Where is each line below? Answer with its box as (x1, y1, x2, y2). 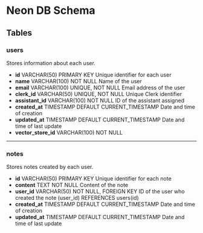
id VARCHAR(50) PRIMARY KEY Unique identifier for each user (14, 71, 172, 78)
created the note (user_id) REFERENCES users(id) (14, 194, 139, 202)
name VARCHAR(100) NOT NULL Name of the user (14, 77, 142, 85)
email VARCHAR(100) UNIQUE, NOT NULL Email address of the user (14, 84, 185, 91)
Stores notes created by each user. (6, 164, 94, 171)
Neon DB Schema (6, 4, 95, 18)
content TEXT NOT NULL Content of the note (14, 182, 129, 189)
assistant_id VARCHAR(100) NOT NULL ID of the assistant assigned (14, 97, 185, 104)
